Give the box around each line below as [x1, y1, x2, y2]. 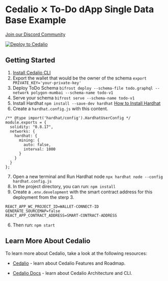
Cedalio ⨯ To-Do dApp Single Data [5, 4, 154, 15]
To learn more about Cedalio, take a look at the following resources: [5, 250, 148, 256]
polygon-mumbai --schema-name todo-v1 [31, 90, 114, 95]
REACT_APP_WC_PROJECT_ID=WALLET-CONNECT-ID [5, 204, 99, 209]
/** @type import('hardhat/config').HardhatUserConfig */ [5, 115, 131, 120]
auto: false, [23, 142, 51, 147]
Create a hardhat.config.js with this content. [12, 106, 108, 112]
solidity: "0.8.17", [10, 124, 53, 130]
